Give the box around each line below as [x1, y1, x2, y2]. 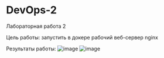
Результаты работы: [6, 45, 57, 52]
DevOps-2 [6, 3, 57, 17]
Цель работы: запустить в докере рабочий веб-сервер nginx [6, 34, 158, 41]
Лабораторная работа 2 [6, 23, 66, 30]
